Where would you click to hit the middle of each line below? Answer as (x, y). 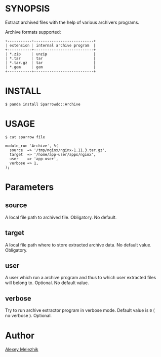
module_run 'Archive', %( (32, 146)
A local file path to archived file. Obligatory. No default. (61, 217)
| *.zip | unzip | (51, 54)
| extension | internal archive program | (51, 45)
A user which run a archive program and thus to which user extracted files (81, 278)
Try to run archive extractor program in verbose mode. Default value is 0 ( (80, 310)
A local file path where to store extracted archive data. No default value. (78, 245)
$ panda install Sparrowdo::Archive (43, 104)
